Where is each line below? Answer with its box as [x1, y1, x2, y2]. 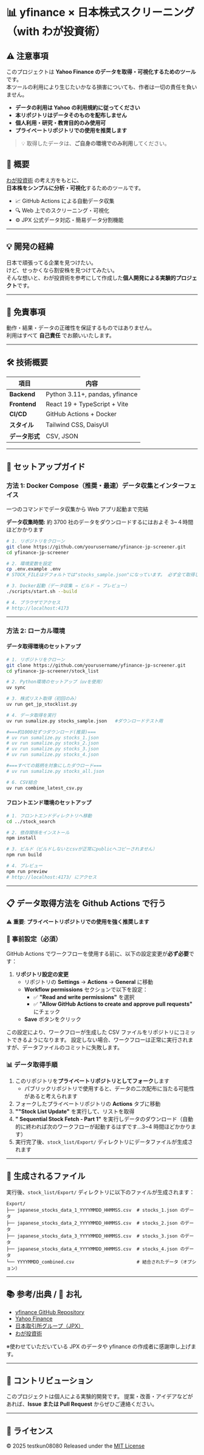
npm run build [6, 852, 42, 858]
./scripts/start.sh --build [6, 589, 78, 595]
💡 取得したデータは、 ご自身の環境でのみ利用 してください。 [21, 140, 170, 147]
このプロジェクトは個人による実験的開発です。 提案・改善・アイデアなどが [6, 1393, 193, 1400]
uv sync [6, 685, 26, 691]
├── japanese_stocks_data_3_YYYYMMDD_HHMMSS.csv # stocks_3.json [6, 1233, 178, 1239]
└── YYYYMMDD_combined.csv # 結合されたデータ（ [6, 1259, 183, 1265]
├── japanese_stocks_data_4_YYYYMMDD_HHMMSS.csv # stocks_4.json [6, 1246, 178, 1252]
